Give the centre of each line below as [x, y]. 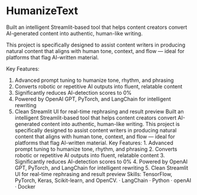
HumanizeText [42, 11]
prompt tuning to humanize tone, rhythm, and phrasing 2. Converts [96, 149]
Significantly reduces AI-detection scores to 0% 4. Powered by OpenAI [101, 161]
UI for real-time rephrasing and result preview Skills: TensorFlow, [93, 174]
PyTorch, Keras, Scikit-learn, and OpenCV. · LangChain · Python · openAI [103, 180]
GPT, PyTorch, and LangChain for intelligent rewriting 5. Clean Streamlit [101, 168]
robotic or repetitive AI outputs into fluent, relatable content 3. [90, 155]
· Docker [25, 186]
